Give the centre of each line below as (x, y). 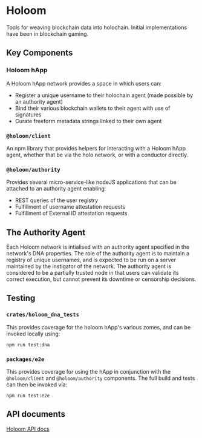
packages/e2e (25, 359)
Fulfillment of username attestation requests (70, 207)
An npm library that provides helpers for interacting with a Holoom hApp (96, 148)
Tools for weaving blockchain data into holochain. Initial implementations (97, 27)
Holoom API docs (28, 429)
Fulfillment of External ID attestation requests (71, 214)
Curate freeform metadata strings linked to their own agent (88, 121)
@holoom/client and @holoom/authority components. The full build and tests (101, 378)
